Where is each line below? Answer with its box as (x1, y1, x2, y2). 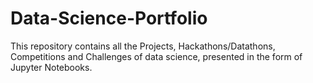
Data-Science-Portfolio (10, 7, 208, 30)
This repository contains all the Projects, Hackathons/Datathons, (10, 40, 276, 52)
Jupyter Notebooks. (10, 61, 93, 73)
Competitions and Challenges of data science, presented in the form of (10, 50, 303, 62)
